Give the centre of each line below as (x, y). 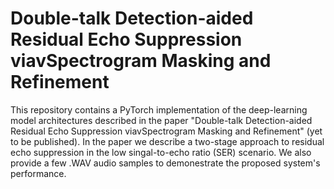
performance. (38, 173)
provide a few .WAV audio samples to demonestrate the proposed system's (165, 163)
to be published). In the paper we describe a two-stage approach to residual (167, 141)
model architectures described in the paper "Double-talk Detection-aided (161, 120)
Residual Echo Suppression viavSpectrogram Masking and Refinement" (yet (166, 131)
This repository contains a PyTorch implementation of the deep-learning (159, 109)
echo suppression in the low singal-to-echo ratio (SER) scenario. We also (161, 152)
